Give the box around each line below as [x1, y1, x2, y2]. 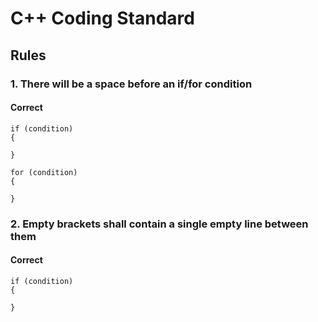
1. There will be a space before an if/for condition [10, 77, 253, 91]
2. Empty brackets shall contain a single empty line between [10, 217, 309, 231]
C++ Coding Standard [10, 7, 195, 30]
